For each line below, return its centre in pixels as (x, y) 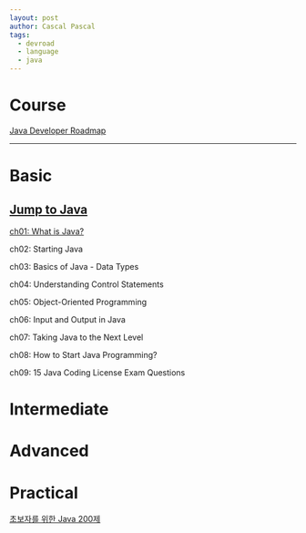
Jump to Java (49, 209)
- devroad (36, 43)
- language (38, 52)
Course (38, 105)
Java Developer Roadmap (58, 130)
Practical (44, 492)
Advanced (49, 451)
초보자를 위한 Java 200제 (55, 519)
